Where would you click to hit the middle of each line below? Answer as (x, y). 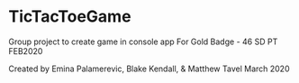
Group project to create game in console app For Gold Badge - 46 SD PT (143, 41)
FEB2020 (26, 51)
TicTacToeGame (70, 17)
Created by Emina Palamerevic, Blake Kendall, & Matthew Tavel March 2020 (149, 69)
